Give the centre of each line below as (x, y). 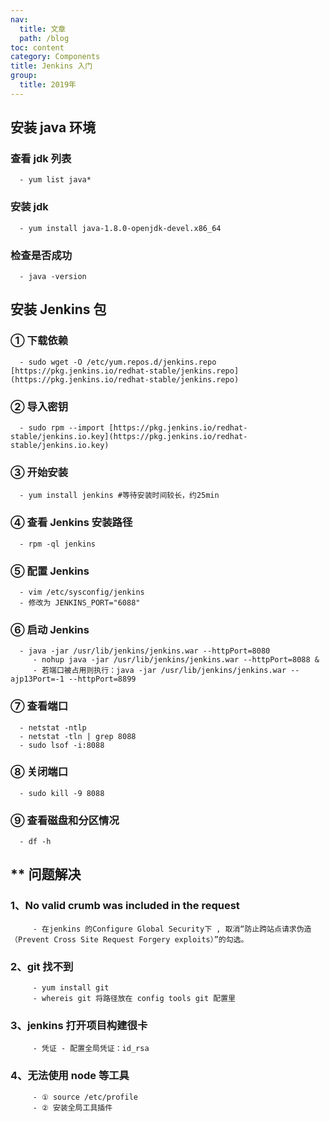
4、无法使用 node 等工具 (70, 1076)
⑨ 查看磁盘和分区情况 (65, 820)
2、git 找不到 (42, 966)
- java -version (53, 277)
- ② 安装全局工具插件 (72, 1107)
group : (24, 76)
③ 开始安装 (39, 472)
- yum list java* (55, 180)
